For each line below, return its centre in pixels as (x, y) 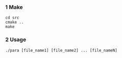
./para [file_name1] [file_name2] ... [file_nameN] (61, 50)
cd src (12, 18)
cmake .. (15, 22)
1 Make (14, 7)
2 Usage (16, 40)
